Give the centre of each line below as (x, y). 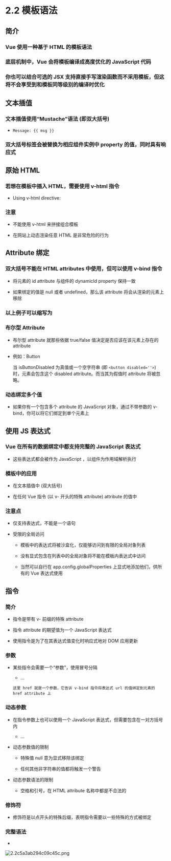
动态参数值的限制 (31, 747)
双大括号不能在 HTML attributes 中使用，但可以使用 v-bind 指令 (84, 269)
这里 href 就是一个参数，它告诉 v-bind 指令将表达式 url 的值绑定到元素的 (84, 688)
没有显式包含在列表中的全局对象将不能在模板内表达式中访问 (83, 556)
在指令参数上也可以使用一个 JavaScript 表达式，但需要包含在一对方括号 (88, 719)
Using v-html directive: (36, 198)
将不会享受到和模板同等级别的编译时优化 (55, 85)
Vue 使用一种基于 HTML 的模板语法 (49, 47)
